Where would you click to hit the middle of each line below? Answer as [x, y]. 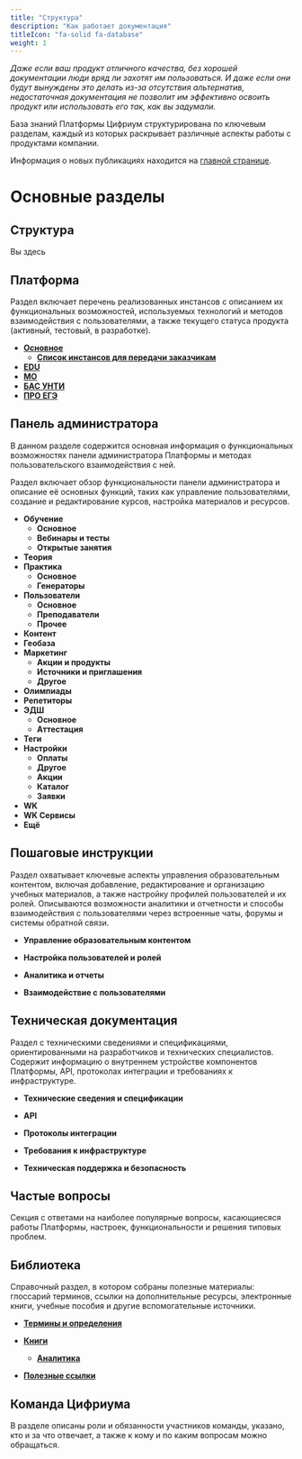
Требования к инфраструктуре [85, 1150]
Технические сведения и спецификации [103, 1098]
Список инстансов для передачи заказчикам [126, 357]
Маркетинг [45, 653]
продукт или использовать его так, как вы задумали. [113, 107]
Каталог [53, 786]
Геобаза [39, 643]
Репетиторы [48, 700]
